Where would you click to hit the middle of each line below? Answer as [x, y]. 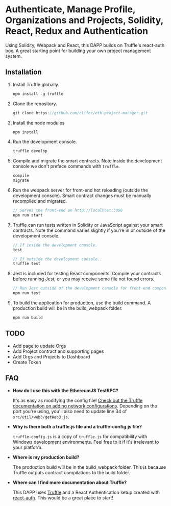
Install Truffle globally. [36, 84]
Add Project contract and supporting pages [58, 351]
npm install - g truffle [38, 94]
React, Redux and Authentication [77, 31]
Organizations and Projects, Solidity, [84, 20]
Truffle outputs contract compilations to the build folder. [71, 472]
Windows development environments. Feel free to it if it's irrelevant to [86, 442]
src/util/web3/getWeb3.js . [41, 417]
